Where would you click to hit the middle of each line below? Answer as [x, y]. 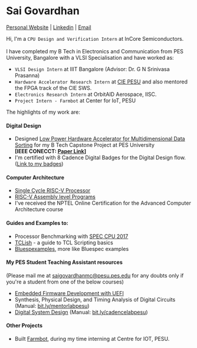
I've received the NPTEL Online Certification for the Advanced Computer [103, 203]
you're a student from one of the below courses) [65, 282]
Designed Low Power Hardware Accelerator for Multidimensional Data [100, 139]
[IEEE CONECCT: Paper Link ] [50, 152]
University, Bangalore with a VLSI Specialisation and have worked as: [90, 57]
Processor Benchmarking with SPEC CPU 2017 [71, 236]
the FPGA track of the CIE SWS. [53, 88]
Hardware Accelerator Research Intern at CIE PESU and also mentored [101, 82]
